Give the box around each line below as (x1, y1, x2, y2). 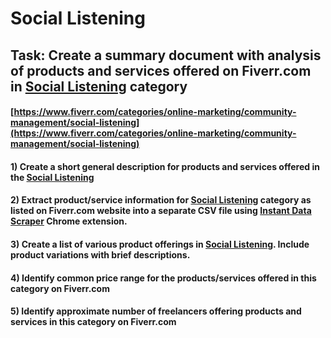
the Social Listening (10, 171, 95, 183)
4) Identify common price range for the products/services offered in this (10, 272, 317, 284)
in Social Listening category (10, 78, 188, 95)
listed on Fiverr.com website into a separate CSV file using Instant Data (10, 205, 312, 217)
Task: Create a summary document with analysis (10, 47, 322, 64)
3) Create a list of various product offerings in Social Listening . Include (10, 238, 310, 250)
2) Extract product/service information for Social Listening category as (10, 194, 312, 206)
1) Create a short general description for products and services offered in (10, 160, 320, 172)
